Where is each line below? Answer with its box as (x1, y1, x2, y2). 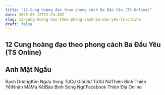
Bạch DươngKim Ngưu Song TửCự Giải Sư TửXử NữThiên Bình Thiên (5, 79, 146, 85)
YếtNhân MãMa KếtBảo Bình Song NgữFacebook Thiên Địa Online (5, 84, 142, 90)
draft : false (5, 21, 33, 27)
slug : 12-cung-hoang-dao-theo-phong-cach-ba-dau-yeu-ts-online (5, 17, 141, 22)
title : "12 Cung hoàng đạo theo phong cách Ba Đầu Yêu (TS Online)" (5, 7, 152, 13)
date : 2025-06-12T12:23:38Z (5, 12, 65, 17)
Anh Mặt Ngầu (5, 65, 51, 74)
